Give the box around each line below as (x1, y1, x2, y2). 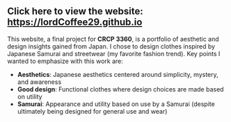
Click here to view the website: (7, 6, 144, 17)
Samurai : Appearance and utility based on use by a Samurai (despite (17, 100, 216, 108)
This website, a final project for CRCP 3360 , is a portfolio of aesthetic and (7, 35, 219, 43)
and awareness (17, 78, 62, 86)
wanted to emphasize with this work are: (7, 57, 124, 65)
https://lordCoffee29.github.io (7, 17, 143, 28)
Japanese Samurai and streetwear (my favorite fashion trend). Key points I (7, 49, 221, 58)
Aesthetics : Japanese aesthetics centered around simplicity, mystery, (17, 70, 219, 78)
